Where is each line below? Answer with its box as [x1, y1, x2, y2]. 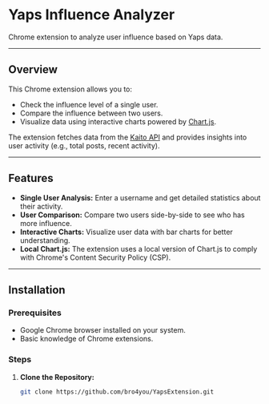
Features [8, 172, 54, 185]
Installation [8, 283, 66, 297]
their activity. [19, 201, 63, 211]
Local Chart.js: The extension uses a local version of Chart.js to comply [19, 244, 258, 253]
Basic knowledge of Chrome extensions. [19, 334, 154, 344]
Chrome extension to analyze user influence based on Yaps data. [8, 32, 223, 42]
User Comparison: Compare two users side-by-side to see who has [19, 210, 246, 220]
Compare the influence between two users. [19, 108, 163, 118]
